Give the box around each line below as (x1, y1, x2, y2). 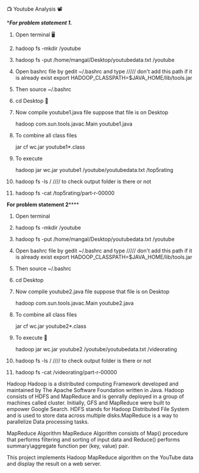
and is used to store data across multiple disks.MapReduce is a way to (7, 412, 178, 419)
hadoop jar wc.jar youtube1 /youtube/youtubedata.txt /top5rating (15, 167, 174, 173)
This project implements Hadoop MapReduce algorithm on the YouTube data (7, 454, 194, 461)
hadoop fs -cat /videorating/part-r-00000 (15, 369, 117, 375)
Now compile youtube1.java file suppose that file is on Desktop (15, 109, 168, 115)
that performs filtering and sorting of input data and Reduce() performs (7, 436, 180, 443)
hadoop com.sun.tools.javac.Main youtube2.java (15, 300, 134, 306)
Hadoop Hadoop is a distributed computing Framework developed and (7, 380, 179, 387)
